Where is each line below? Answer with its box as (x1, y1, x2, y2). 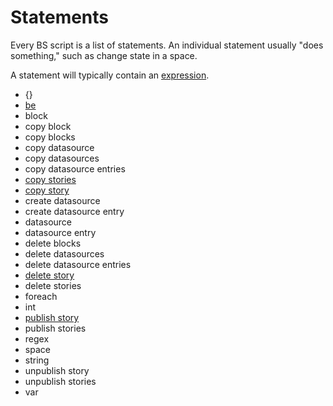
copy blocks (24, 131, 76, 143)
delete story (24, 269, 75, 281)
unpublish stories (24, 375, 97, 387)
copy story (24, 184, 70, 196)
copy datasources (24, 152, 100, 164)
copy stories (24, 173, 77, 185)
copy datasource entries (24, 162, 126, 175)
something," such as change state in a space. (10, 49, 198, 61)
